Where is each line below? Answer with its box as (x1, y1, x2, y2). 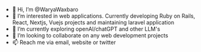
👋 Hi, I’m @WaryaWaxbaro (12, 6, 78, 13)
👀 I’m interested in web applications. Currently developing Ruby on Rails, (12, 12, 195, 20)
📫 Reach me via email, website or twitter (12, 39, 116, 46)
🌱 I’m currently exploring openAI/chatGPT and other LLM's (12, 25, 161, 32)
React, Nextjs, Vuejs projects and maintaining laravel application (12, 19, 175, 26)
